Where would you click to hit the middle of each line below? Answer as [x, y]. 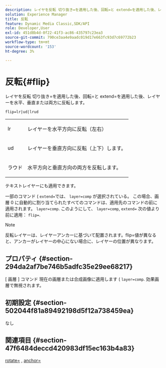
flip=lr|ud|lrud [22, 112]
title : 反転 [17, 19]
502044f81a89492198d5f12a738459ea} [69, 311]
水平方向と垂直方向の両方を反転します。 [74, 168]
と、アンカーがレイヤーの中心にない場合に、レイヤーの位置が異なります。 [81, 241]
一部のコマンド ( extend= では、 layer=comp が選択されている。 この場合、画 [82, 196]
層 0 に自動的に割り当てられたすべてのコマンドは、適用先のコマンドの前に [81, 203]
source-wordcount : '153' [31, 47]
